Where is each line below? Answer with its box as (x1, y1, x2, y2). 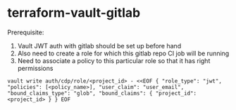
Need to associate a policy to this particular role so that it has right (17, 56, 211, 64)
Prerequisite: (7, 28, 44, 36)
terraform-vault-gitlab (7, 5, 141, 21)
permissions (17, 64, 54, 72)
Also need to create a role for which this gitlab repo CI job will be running (17, 49, 230, 57)
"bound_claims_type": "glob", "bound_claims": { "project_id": (7, 90, 197, 97)
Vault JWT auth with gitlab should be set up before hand (17, 41, 182, 50)
